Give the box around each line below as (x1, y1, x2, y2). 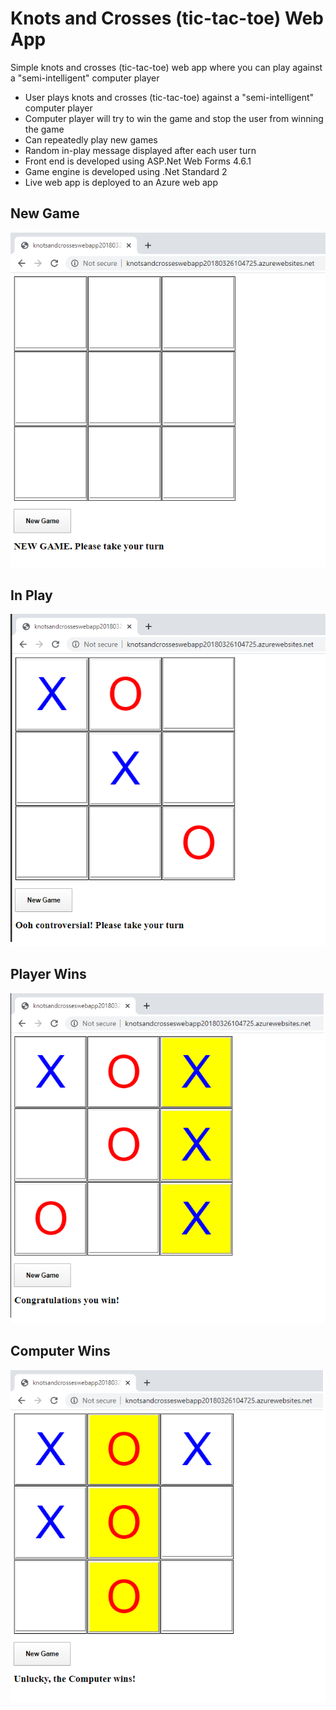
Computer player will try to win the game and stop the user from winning (24, 112, 324, 124)
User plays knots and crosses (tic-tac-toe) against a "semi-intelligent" (24, 91, 315, 103)
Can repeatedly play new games (24, 133, 158, 146)
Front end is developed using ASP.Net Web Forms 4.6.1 (24, 155, 252, 167)
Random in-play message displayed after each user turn (24, 144, 257, 156)
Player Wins (10, 966, 87, 983)
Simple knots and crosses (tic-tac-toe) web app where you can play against (10, 61, 323, 73)
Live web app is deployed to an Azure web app (24, 176, 218, 188)
